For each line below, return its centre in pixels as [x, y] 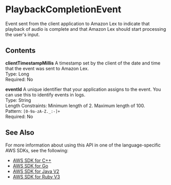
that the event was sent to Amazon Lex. [47, 68]
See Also [20, 132]
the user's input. [23, 34]
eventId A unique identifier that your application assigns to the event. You [83, 89]
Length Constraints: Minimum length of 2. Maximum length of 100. [75, 106]
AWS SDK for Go [31, 166]
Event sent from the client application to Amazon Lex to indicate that [78, 24]
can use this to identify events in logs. [45, 95]
